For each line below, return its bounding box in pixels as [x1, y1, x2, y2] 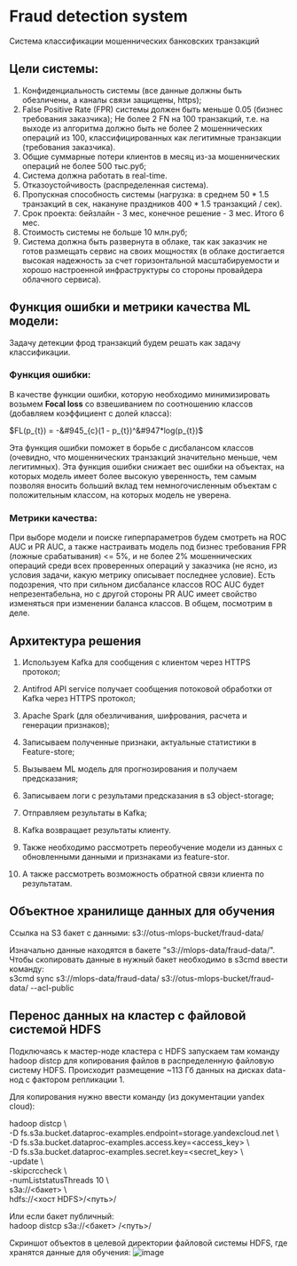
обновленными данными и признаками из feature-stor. [21, 851, 231, 861]
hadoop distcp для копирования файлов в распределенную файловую [9, 1055, 275, 1066]
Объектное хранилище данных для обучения [9, 904, 276, 919]
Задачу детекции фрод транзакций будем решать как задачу [9, 337, 241, 348]
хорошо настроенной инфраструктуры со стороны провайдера [21, 264, 263, 275]
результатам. [21, 877, 73, 888]
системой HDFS [9, 1022, 102, 1038]
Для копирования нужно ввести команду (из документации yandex [9, 1091, 265, 1102]
